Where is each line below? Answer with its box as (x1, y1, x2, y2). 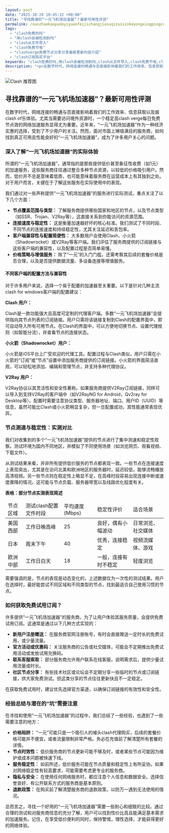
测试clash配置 (25, 502, 59, 509)
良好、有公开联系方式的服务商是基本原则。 (17, 780, 106, 786)
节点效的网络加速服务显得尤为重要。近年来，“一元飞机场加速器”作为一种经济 (5, 121, 163, 127)
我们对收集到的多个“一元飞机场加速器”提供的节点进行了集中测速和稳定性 (5, 436, 155, 443)
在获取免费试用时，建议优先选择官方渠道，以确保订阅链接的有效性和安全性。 (5, 686, 164, 692)
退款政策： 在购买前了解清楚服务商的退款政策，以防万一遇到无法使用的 (12, 786, 159, 793)
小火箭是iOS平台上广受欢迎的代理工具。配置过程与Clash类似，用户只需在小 (5, 351, 161, 357)
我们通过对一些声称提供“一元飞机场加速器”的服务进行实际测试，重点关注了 (5, 190, 159, 196)
